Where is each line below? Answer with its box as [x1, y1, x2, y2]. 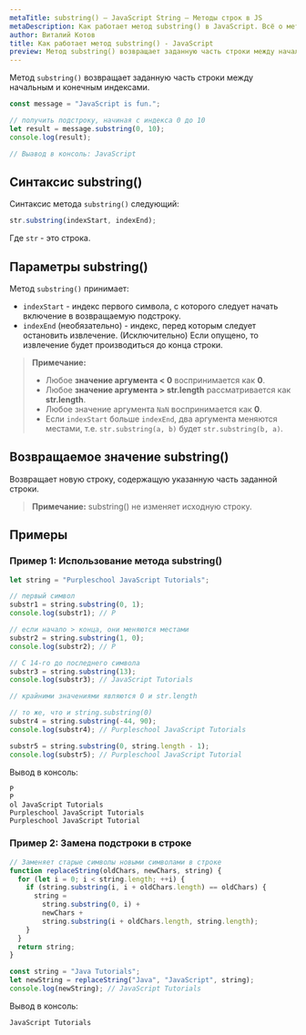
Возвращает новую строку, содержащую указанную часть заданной [9, 473, 278, 484]
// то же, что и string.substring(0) [9, 708, 153, 717]
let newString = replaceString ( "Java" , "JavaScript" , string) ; [9, 976, 255, 985]
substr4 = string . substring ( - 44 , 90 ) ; [9, 716, 157, 726]
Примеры [9, 527, 68, 543]
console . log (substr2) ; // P [9, 642, 117, 651]
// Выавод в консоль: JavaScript [9, 149, 137, 158]
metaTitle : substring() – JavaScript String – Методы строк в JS [9, 13, 262, 23]
